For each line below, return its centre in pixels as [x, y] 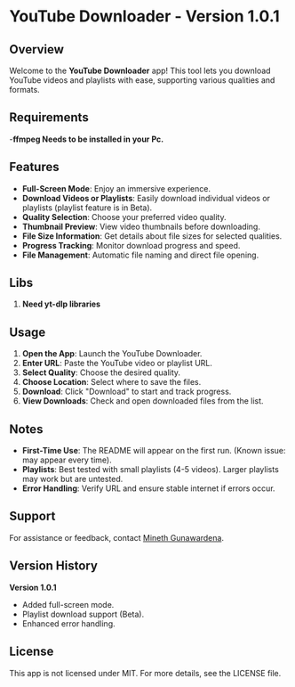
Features [34, 167]
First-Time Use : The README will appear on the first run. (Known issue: [154, 451]
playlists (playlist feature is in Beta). [87, 208]
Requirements [49, 118]
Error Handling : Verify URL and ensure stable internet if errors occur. [148, 488]
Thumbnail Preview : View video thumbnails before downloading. [141, 226]
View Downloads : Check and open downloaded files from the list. [143, 401]
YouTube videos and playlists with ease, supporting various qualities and [142, 80]
